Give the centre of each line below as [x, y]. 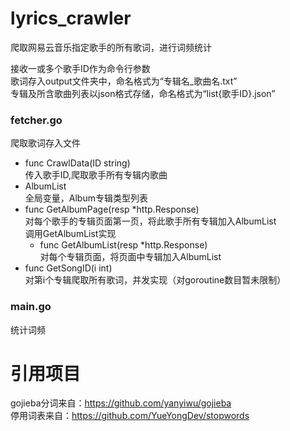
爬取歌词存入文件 [45, 143]
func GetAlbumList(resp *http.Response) [123, 245]
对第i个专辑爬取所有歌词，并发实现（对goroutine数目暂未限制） [155, 280]
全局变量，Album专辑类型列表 [86, 198]
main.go [31, 307]
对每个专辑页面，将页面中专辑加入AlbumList [130, 257]
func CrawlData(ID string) [77, 163]
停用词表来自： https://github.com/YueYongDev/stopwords [130, 416]
